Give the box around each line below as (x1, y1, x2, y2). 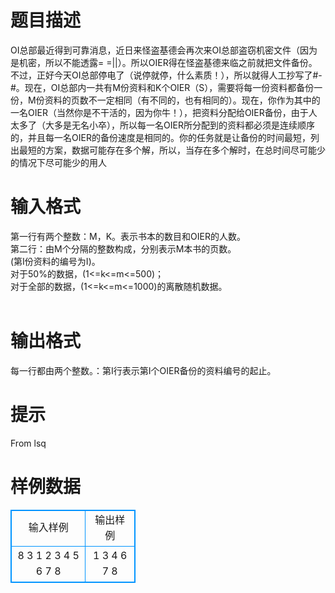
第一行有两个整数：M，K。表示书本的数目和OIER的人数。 (10, 230, 246, 242)
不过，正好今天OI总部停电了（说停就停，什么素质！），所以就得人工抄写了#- (10, 69, 323, 81)
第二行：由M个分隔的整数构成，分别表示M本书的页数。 (10, 242, 237, 255)
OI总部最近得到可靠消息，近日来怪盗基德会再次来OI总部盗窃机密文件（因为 (10, 44, 318, 56)
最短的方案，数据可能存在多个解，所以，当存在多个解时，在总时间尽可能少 (18, 144, 326, 156)
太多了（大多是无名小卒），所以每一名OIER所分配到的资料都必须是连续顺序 (10, 119, 315, 131)
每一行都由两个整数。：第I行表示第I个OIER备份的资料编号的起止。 (10, 364, 277, 376)
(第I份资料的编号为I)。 (10, 255, 101, 267)
